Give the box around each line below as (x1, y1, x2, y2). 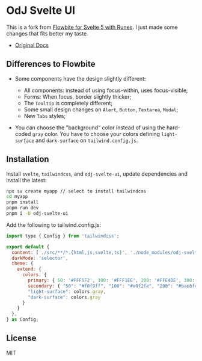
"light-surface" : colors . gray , (28, 288, 106, 295)
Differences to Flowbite (6, 59, 96, 69)
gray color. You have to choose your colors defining (32, 130, 161, 137)
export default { (6, 244, 50, 250)
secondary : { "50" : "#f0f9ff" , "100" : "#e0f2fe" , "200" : (28, 283, 174, 289)
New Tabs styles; (23, 112, 66, 119)
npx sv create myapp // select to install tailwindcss (6, 188, 147, 194)
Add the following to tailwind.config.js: (6, 221, 101, 229)
